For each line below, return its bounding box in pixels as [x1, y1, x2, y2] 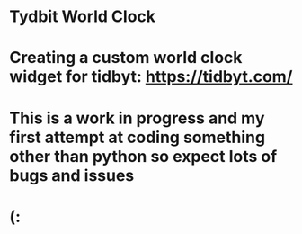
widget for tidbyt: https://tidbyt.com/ [9, 67, 293, 87]
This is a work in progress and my [9, 108, 265, 128]
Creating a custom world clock [9, 48, 243, 68]
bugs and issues [9, 165, 135, 185]
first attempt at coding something [9, 127, 266, 148]
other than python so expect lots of [9, 146, 278, 166]
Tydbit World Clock [9, 6, 155, 27]
